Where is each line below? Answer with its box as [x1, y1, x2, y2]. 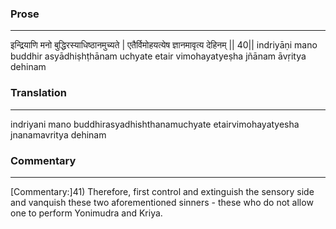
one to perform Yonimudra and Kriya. [10, 207, 163, 219]
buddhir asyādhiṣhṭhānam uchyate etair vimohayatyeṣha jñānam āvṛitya [10, 50, 307, 62]
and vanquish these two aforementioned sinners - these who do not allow [10, 196, 314, 208]
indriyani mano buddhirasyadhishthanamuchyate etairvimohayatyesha [10, 118, 300, 130]
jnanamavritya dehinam [10, 128, 107, 141]
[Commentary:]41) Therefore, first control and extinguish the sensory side [10, 185, 315, 197]
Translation [10, 86, 67, 100]
